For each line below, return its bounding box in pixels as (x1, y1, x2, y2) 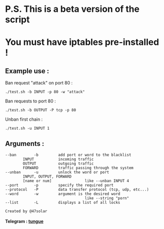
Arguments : (5, 139, 44, 148)
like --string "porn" (84, 196, 129, 201)
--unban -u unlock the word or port (5, 170, 110, 175)
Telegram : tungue (5, 219, 43, 224)
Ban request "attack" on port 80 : (5, 80, 73, 86)
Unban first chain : (5, 116, 43, 122)
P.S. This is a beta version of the (5, 3, 140, 15)
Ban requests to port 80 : (5, 98, 56, 104)
